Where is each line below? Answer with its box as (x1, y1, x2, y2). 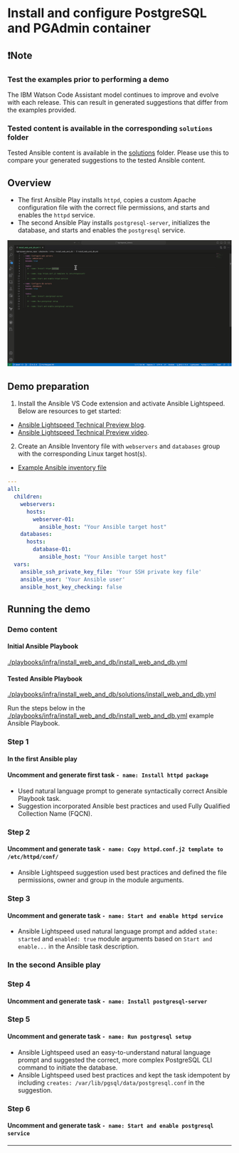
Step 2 (7, 827, 31, 837)
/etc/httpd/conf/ (7, 854, 59, 861)
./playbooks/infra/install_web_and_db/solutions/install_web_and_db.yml (7, 690, 216, 699)
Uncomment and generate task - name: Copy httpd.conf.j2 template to (7, 844, 223, 853)
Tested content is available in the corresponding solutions (7, 123, 213, 133)
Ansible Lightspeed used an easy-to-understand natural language (17, 1048, 211, 1056)
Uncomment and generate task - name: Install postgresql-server (7, 996, 208, 1005)
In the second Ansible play (7, 960, 101, 970)
